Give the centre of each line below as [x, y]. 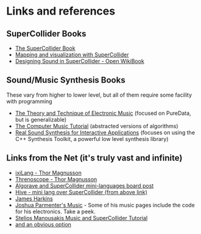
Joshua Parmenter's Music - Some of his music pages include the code [105, 205]
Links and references [61, 11]
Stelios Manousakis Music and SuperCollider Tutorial [81, 218]
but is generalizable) [41, 119]
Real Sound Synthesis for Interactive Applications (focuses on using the [105, 132]
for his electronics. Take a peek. [55, 212]
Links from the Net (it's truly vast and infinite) [94, 158]
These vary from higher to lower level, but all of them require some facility [99, 95]
